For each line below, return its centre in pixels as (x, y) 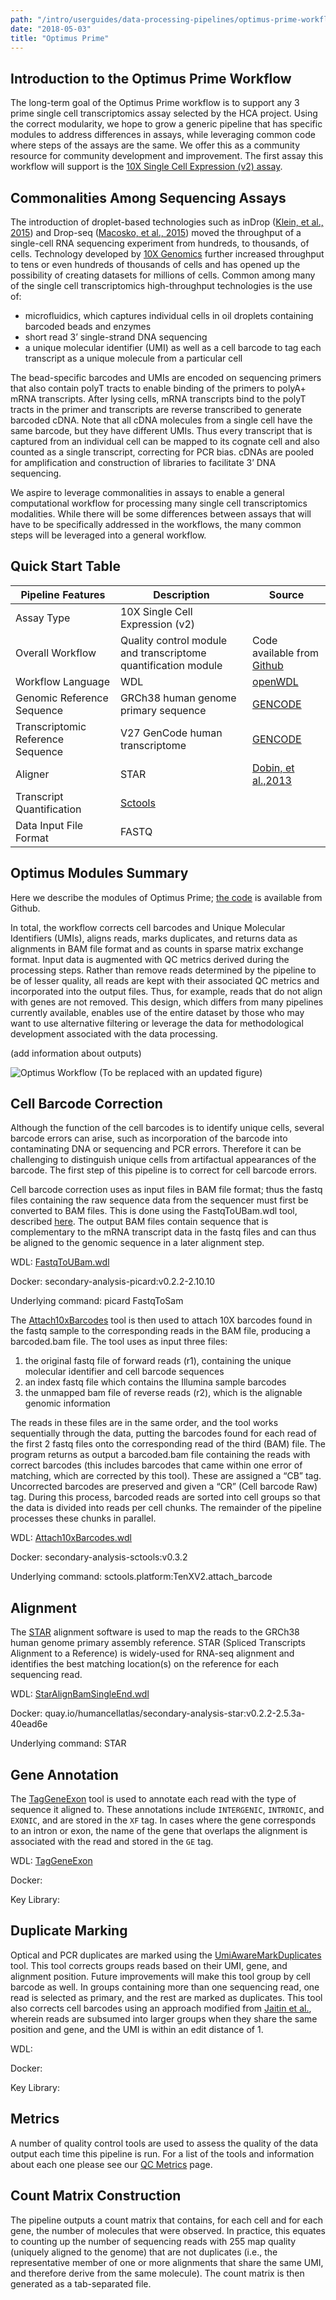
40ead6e (29, 1724)
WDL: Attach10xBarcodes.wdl (71, 1538)
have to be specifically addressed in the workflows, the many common (156, 524)
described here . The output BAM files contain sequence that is (139, 1222)
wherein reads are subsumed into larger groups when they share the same (164, 2018)
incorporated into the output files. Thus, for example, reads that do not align (166, 991)
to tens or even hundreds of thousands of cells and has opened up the (155, 264)
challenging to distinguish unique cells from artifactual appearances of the (163, 1160)
